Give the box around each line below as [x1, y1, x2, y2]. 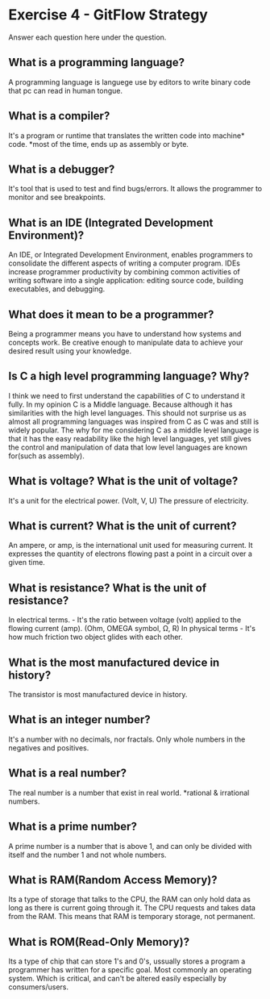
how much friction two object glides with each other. [8, 632, 183, 642]
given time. [8, 558, 46, 567]
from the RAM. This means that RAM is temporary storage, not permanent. [8, 912, 255, 922]
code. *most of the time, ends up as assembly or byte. [8, 139, 189, 148]
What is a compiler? [8, 109, 110, 123]
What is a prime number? [8, 820, 137, 834]
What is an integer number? [8, 713, 151, 727]
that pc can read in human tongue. [8, 86, 123, 95]
